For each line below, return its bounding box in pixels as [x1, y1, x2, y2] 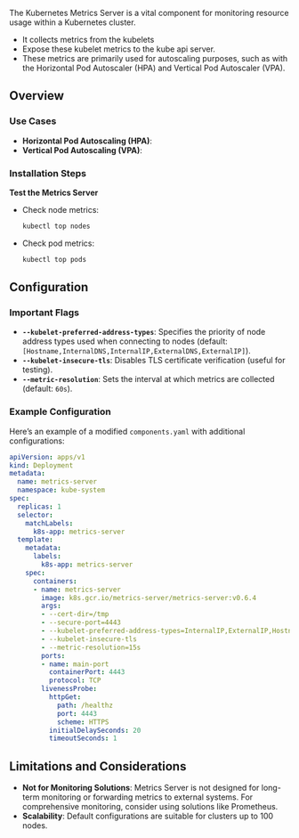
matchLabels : [25, 518, 74, 528]
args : [41, 601, 62, 611]
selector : [17, 510, 53, 519]
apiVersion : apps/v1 [9, 452, 86, 461]
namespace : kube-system [17, 485, 105, 495]
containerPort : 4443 [48, 668, 125, 677]
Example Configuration [9, 405, 111, 418]
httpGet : [48, 693, 82, 702]
